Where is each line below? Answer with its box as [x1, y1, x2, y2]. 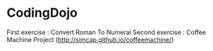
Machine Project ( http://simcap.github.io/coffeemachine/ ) [6, 35, 174, 43]
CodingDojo [6, 5, 78, 21]
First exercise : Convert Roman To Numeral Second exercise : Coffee [6, 28, 206, 36]
